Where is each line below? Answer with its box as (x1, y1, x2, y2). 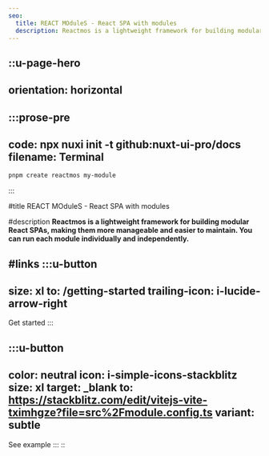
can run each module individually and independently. (8, 234, 190, 244)
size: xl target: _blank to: (8, 381, 134, 394)
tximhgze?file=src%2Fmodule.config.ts (8, 406, 213, 420)
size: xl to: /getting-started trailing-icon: (8, 285, 215, 298)
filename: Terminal (8, 150, 104, 164)
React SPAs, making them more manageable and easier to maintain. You (8, 226, 253, 235)
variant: (215, 406, 255, 420)
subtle (8, 418, 42, 432)
